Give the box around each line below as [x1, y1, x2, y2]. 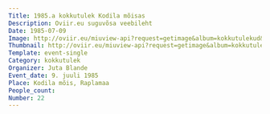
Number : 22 [8, 94, 45, 102]
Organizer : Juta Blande [8, 64, 88, 72]
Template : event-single [8, 49, 88, 57]
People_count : [8, 86, 56, 95]
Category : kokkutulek [8, 57, 81, 65]
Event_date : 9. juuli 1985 [8, 71, 99, 79]
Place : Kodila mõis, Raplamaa [8, 79, 110, 87]
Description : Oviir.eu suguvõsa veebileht [8, 19, 153, 27]
